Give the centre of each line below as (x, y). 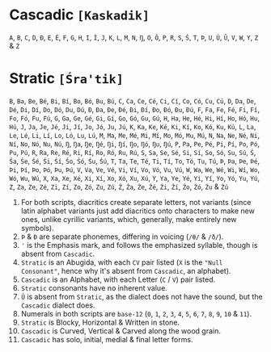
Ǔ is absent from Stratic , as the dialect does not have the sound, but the (142, 296)
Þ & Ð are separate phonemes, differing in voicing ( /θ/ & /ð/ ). (122, 237)
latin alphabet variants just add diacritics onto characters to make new (138, 211)
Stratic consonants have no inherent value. (94, 287)
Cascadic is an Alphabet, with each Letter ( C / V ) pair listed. (118, 279)
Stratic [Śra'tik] (66, 79)
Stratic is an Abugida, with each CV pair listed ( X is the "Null (122, 262)
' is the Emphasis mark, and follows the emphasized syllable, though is (139, 245)
